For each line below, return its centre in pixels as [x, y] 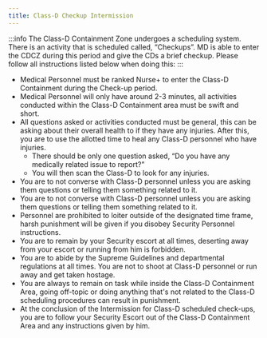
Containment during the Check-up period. [88, 88]
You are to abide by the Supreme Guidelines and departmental [122, 257]
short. [29, 113]
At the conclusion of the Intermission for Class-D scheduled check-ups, [137, 308]
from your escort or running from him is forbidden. [102, 249]
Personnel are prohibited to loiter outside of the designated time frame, [136, 215]
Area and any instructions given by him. [85, 325]
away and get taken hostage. [67, 274]
